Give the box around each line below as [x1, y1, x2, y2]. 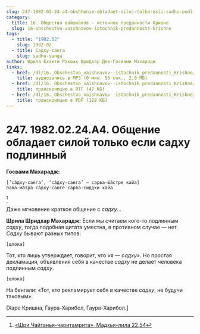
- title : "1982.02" [11, 36, 60, 42]
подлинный [6, 148, 67, 161]
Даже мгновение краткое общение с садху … [6, 205, 122, 213]
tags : [6, 31, 20, 37]
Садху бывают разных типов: [6, 230, 82, 237]
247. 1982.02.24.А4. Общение [6, 123, 161, 136]
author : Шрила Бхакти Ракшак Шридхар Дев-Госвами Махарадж [6, 58, 156, 64]
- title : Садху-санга [11, 48, 65, 54]
